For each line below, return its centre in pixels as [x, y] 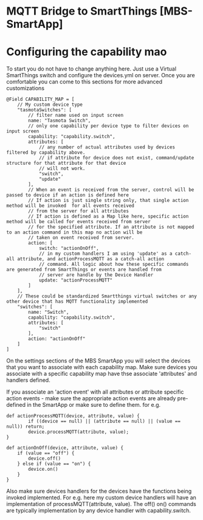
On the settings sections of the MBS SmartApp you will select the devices [98, 361]
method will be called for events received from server [78, 222]
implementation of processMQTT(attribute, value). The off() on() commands [101, 504]
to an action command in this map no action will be [74, 232]
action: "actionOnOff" [57, 339]
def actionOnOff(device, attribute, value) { [65, 448]
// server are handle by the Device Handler [96, 275]
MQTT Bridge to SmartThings [82, 11]
